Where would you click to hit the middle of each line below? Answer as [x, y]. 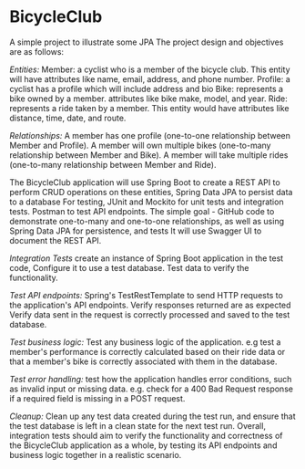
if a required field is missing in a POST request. [97, 398]
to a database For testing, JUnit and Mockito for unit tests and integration [147, 202]
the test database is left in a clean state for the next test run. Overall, [138, 425]
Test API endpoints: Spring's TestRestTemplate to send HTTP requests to [147, 295]
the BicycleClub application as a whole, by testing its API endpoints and [143, 445]
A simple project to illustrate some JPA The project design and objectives [147, 42]
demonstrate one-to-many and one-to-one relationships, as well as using [147, 221]
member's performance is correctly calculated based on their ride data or [147, 351]
